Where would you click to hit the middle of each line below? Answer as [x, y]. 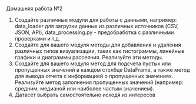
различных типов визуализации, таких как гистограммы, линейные [99, 51]
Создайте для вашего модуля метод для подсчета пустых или [93, 63]
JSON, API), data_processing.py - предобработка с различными [94, 32]
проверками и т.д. [37, 38]
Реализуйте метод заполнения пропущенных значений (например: [99, 82]
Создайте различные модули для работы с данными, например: [96, 20]
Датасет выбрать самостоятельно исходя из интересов [85, 95]
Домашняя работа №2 [34, 9]
